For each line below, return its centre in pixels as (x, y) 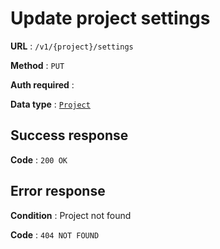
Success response (69, 135)
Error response (58, 191)
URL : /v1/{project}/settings (72, 46)
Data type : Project (50, 104)
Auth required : (42, 84)
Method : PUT (37, 65)
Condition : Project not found (71, 215)
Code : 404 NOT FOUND (55, 234)
